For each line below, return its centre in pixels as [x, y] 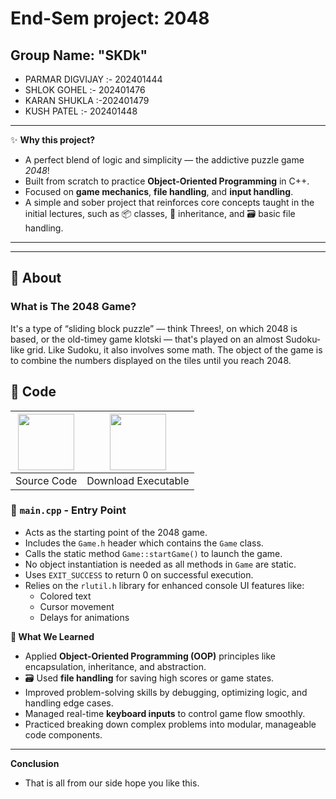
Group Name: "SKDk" [79, 55]
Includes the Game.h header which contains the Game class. [144, 543]
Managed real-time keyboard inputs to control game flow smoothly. [165, 713]
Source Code [46, 480]
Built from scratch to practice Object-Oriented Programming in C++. [167, 181]
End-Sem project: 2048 [110, 18]
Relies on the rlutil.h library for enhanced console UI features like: [164, 585]
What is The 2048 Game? [73, 307]
